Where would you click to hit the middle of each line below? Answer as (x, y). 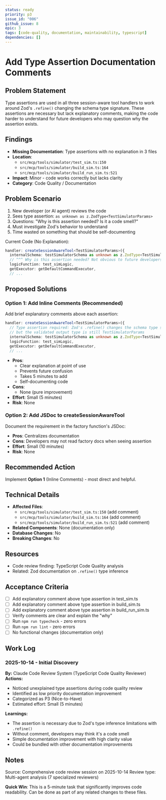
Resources (22, 554)
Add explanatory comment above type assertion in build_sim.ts (76, 604)
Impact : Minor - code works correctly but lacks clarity (67, 178)
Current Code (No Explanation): (37, 241)
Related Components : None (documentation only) (63, 528)
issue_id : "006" (22, 19)
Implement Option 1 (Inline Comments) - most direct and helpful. (71, 479)
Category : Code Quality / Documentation (54, 183)
